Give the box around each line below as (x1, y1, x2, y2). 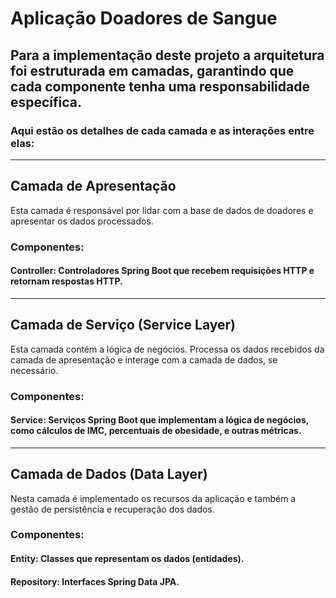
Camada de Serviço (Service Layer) (10, 317, 236, 334)
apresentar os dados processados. (10, 215, 154, 227)
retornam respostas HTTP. (10, 275, 123, 287)
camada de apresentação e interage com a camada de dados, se (10, 353, 278, 366)
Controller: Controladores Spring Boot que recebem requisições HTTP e (10, 265, 315, 277)
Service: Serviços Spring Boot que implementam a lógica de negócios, (10, 414, 310, 426)
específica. (10, 93, 83, 111)
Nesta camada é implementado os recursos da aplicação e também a (10, 492, 297, 504)
